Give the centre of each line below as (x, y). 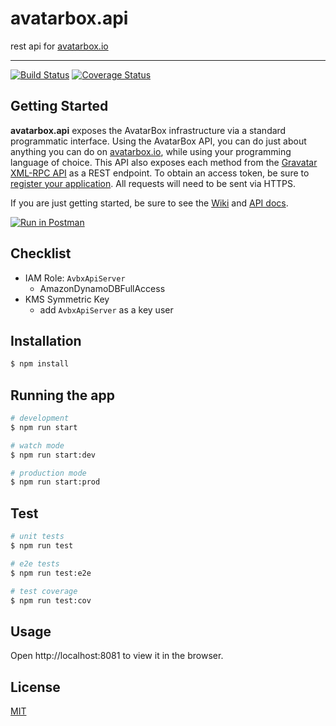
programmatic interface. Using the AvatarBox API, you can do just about (158, 141)
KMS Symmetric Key (67, 299)
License (35, 687)
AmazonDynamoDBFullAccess (102, 288)
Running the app (62, 395)
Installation (46, 340)
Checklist (41, 253)
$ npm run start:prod (55, 482)
